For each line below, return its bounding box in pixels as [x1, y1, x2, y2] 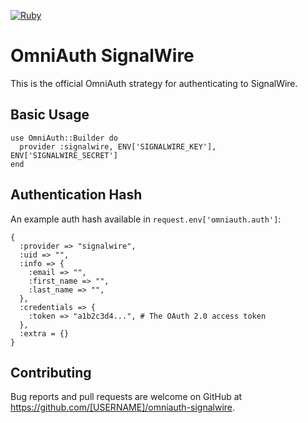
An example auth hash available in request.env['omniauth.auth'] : [10, 213, 282, 225]
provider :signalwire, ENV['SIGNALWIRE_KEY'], [19, 141, 217, 152]
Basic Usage [10, 106, 90, 124]
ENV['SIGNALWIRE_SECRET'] [10, 150, 118, 160]
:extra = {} [19, 328, 70, 339]
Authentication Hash [10, 186, 143, 204]
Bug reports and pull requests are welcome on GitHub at [10, 391, 243, 403]
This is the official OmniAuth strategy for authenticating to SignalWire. [10, 77, 298, 89]
